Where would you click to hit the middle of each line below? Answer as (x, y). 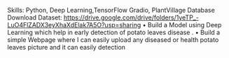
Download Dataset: (35, 17)
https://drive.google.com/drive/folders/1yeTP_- (131, 17)
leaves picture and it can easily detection (67, 47)
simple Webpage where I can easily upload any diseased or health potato (113, 40)
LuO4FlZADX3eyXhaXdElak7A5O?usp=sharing (74, 25)
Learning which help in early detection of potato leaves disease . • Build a (114, 32)
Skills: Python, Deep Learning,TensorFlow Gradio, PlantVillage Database (111, 10)
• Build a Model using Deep (182, 25)
